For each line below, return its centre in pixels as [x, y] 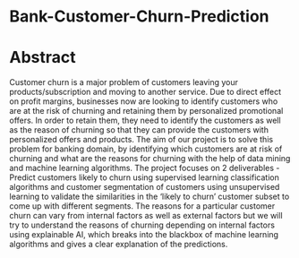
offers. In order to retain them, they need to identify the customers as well [145, 120]
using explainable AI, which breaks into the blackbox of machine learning [144, 235]
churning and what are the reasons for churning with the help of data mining [150, 159]
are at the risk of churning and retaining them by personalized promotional [146, 111]
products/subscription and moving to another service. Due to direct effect [145, 92]
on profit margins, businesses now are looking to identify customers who [144, 101]
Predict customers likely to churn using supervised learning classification [144, 177]
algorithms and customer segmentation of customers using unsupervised [145, 187]
